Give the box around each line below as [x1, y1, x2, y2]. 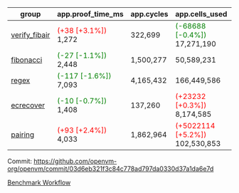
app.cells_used [175, 9, 228, 19]
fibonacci [11, 55, 43, 65]
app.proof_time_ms [56, 9, 124, 19]
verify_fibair [11, 30, 51, 40]
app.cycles [130, 9, 169, 19]
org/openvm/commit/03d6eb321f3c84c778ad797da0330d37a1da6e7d [7, 165, 214, 173]
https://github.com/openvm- [33, 157, 117, 165]
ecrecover [11, 100, 46, 110]
